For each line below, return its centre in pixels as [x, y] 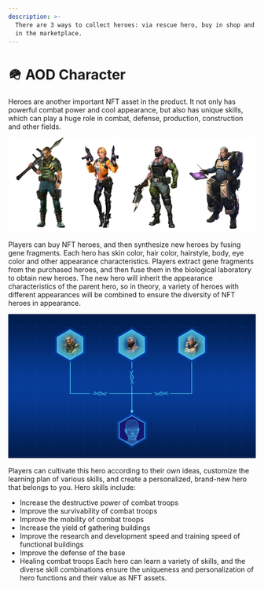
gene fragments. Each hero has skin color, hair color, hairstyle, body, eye [126, 253]
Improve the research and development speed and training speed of [130, 536]
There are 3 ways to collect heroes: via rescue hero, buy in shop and [135, 25]
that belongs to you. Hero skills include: [72, 487]
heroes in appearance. [44, 304]
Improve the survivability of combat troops [88, 510]
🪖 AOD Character [67, 74]
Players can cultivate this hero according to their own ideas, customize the [129, 470]
